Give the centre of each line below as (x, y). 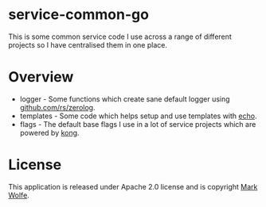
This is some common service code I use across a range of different (120, 36)
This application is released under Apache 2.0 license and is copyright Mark (133, 186)
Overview (41, 77)
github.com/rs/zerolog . (57, 107)
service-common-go (79, 15)
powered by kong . (49, 132)
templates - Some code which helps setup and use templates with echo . (138, 116)
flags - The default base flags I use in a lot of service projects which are (138, 124)
